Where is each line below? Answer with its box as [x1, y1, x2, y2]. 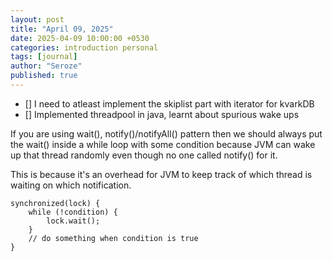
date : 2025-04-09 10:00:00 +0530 [10, 33, 150, 43]
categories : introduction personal [10, 42, 159, 53]
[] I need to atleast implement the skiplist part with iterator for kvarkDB [24, 97, 315, 110]
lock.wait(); [46, 216, 101, 226]
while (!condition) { [28, 207, 118, 217]
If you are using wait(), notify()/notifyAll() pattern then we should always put [10, 127, 323, 140]
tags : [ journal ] [10, 52, 78, 62]
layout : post [10, 14, 65, 25]
